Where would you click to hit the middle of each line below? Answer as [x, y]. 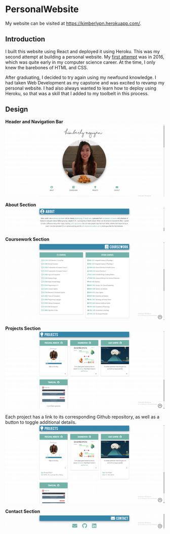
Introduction [25, 39]
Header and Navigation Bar [34, 121]
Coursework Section [27, 239]
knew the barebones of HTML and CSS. [47, 67]
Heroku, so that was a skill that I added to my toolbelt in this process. [77, 93]
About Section [21, 205]
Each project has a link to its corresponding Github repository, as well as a [82, 417]
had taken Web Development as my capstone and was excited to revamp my [85, 82]
